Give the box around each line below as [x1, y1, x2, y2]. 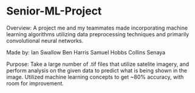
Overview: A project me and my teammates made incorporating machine [6, 24, 188, 31]
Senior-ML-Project [6, 4, 102, 18]
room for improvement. [6, 80, 64, 87]
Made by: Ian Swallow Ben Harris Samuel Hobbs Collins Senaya [6, 48, 166, 56]
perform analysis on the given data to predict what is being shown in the [6, 66, 187, 74]
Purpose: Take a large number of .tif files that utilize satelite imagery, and [6, 60, 190, 68]
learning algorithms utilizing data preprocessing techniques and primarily [6, 30, 190, 37]
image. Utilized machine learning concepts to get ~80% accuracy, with [6, 73, 184, 80]
